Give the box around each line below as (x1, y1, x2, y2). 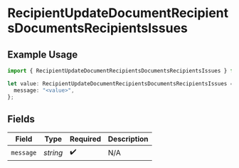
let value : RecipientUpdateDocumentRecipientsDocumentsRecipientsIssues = (7, 80, 234, 87)
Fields (7, 112, 36, 125)
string (43, 147, 63, 157)
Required (70, 134, 102, 144)
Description (107, 134, 149, 144)
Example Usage (7, 48, 78, 61)
